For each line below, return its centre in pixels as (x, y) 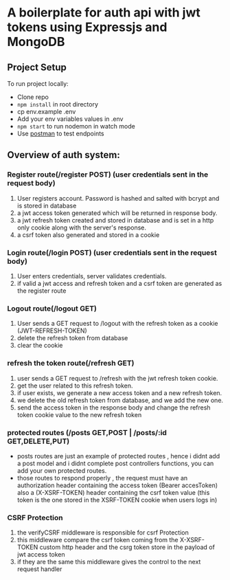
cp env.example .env (46, 112)
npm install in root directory (57, 104)
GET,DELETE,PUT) (38, 441)
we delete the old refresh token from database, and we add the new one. (120, 400)
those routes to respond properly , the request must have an (102, 478)
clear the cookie (40, 346)
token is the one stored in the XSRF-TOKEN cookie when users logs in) (117, 500)
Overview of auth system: (64, 155)
